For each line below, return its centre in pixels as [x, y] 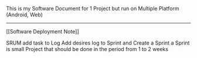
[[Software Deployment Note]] [43, 31]
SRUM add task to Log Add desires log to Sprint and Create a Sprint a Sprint [98, 43]
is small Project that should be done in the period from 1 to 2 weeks [87, 49]
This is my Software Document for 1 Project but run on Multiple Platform [93, 8]
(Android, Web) [24, 15]
